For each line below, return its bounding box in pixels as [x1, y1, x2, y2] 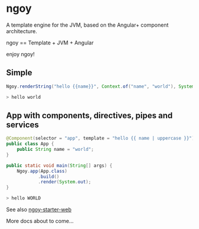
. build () [37, 173, 60, 179]
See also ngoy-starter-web [6, 206, 72, 213]
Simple [6, 67, 33, 78]
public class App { [6, 141, 54, 147]
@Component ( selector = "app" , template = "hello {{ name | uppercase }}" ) [6, 136, 195, 141]
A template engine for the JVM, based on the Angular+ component [6, 21, 169, 28]
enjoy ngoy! [6, 50, 35, 57]
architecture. [6, 27, 37, 34]
